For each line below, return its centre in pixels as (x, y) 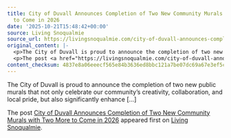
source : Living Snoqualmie (46, 33)
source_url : (24, 39)
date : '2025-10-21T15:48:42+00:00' (58, 26)
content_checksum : (33, 65)
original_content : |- (38, 46)
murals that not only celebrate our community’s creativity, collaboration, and (115, 92)
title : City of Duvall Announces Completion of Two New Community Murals (115, 13)
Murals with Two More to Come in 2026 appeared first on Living (98, 120)
